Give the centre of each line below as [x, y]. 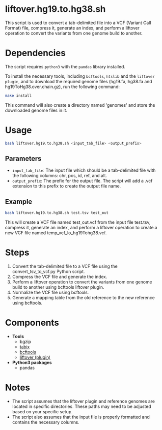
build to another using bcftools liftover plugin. [58, 287]
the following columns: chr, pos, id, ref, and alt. [59, 176]
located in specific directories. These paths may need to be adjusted [81, 406]
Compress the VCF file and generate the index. [60, 277]
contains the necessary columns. [46, 422]
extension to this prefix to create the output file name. [67, 186]
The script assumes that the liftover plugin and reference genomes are [83, 401]
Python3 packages [32, 362]
